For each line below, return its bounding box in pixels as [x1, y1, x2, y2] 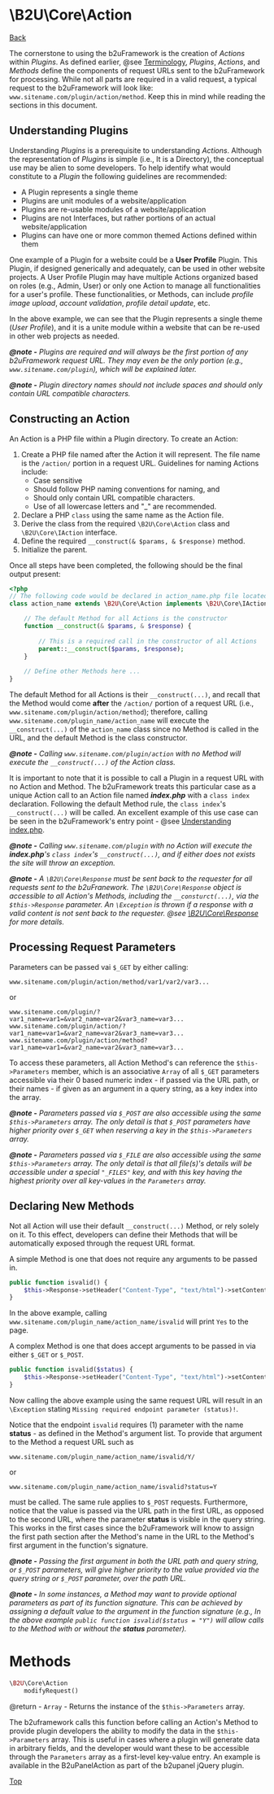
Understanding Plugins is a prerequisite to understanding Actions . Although [9, 145, 263, 155]
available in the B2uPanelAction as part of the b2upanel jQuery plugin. [9, 1760, 245, 1770]
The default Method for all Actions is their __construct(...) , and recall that [9, 690, 261, 700]
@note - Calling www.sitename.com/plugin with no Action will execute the [9, 840, 253, 851]
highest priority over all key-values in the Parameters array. [9, 1176, 207, 1185]
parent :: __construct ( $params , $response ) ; [38, 644, 185, 653]
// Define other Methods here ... [24, 667, 141, 676]
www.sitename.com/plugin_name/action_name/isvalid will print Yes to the [9, 1316, 249, 1327]
